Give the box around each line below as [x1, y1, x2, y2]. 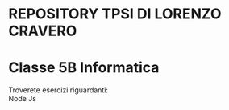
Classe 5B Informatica [8, 59, 160, 77]
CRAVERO [8, 22, 77, 40]
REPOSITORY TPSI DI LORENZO [8, 5, 222, 23]
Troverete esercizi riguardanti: [8, 85, 109, 95]
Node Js [8, 94, 36, 104]
